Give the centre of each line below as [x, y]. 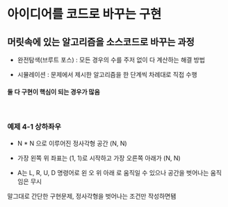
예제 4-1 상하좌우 [34, 127]
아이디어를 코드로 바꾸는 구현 [84, 14]
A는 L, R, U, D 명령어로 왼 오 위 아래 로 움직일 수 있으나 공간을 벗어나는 [113, 172]
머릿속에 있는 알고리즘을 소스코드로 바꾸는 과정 [101, 42]
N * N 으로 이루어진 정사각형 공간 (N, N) [72, 143]
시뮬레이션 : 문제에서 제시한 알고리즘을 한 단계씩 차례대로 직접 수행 [107, 74]
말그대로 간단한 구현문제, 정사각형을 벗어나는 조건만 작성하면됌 [92, 196]
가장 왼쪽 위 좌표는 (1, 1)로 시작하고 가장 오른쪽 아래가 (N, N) [99, 158]
